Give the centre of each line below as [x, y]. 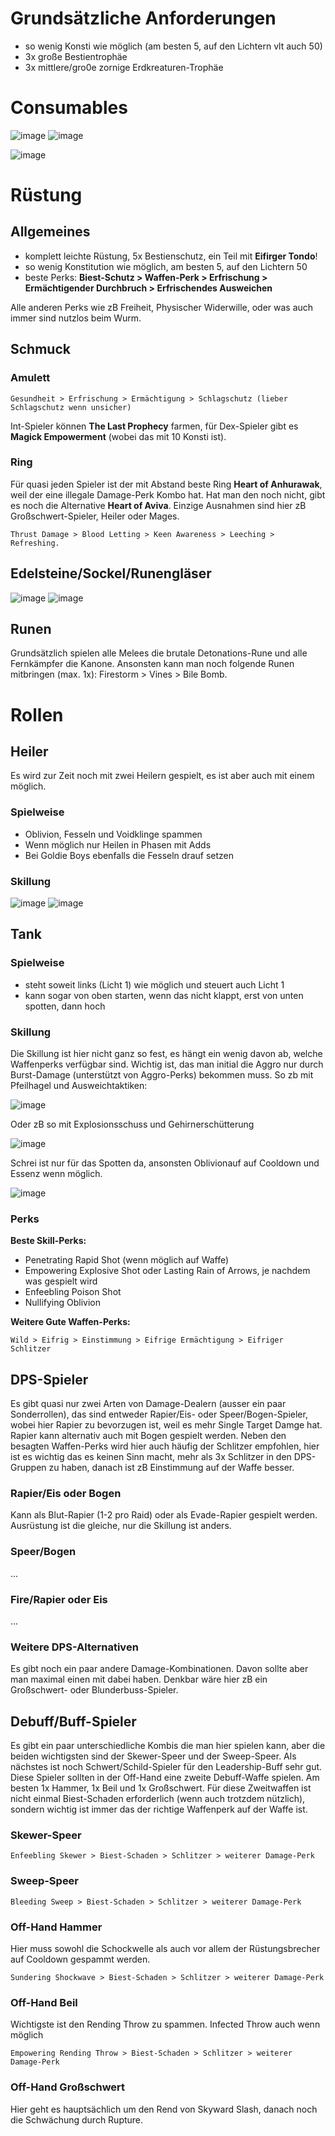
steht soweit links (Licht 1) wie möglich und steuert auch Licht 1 [154, 984]
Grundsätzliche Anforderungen [143, 18]
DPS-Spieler [49, 1379]
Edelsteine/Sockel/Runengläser [111, 573]
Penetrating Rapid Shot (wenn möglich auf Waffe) [127, 1260]
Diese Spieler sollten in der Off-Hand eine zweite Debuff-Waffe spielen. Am [165, 1778]
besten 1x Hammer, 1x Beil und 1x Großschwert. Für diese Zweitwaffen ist [161, 1788]
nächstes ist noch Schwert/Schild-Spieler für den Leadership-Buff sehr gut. [166, 1767]
